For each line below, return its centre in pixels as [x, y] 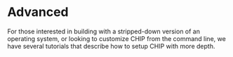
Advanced [38, 12]
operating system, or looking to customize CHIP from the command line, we [116, 38]
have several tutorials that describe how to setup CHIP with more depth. [111, 46]
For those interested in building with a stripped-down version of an [104, 31]
